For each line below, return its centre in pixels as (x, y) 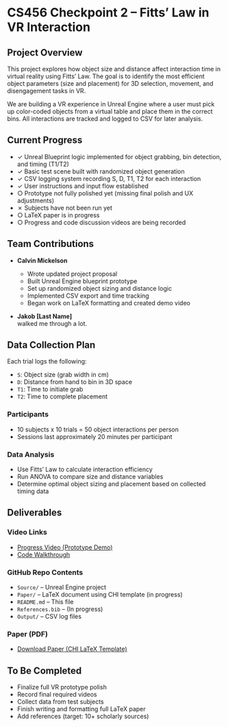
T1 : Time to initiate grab (50, 390)
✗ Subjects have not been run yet (65, 208)
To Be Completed (45, 670)
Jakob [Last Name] (45, 316)
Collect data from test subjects (60, 702)
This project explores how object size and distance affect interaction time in (114, 69)
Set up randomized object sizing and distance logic (100, 288)
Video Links (27, 532)
